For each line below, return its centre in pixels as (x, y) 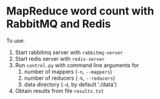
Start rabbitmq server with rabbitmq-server (69, 52)
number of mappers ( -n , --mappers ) (68, 71)
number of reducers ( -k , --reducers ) (69, 78)
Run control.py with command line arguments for (77, 65)
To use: (16, 40)
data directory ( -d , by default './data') (70, 84)
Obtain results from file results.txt (59, 91)
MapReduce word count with (80, 11)
